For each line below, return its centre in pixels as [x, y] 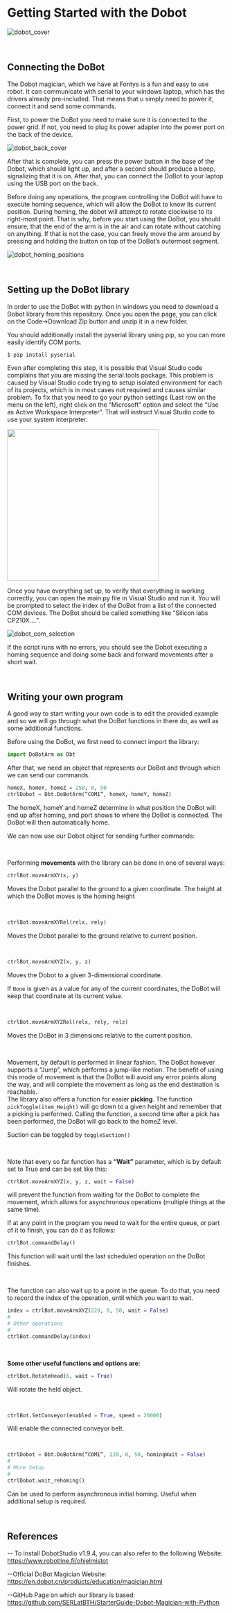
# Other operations [35, 1324]
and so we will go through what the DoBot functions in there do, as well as [113, 721]
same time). [24, 1210]
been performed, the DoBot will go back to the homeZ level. [92, 1121]
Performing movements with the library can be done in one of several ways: [116, 863]
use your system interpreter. [47, 419]
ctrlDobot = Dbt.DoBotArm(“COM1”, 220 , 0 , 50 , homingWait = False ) [107, 1455]
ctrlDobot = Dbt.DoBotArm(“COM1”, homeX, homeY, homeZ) [89, 795]
